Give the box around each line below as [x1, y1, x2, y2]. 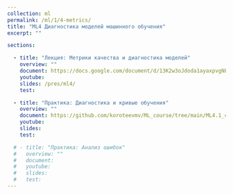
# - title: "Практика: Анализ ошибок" [13, 143, 126, 151]
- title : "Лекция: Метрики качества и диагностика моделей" [13, 55, 191, 62]
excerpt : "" [7, 29, 42, 37]
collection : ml [7, 10, 51, 17]
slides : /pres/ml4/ [19, 80, 76, 87]
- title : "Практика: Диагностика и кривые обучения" [13, 99, 169, 106]
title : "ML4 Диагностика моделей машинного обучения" [7, 23, 166, 30]
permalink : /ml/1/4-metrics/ [7, 17, 92, 24]
